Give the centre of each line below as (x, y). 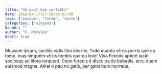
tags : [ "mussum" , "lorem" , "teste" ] (42, 18)
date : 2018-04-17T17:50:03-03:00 (39, 14)
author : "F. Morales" (27, 32)
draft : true (17, 37)
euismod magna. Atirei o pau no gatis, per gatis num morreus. (67, 66)
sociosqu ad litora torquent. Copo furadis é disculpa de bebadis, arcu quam (81, 61)
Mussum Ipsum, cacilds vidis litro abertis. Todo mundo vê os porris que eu (80, 50)
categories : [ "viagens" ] (30, 23)
